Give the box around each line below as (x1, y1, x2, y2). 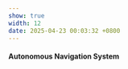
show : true (8, 11, 45, 20)
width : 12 (8, 19, 42, 27)
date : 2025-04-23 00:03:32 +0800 (8, 26, 121, 34)
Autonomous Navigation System (8, 51, 120, 61)
